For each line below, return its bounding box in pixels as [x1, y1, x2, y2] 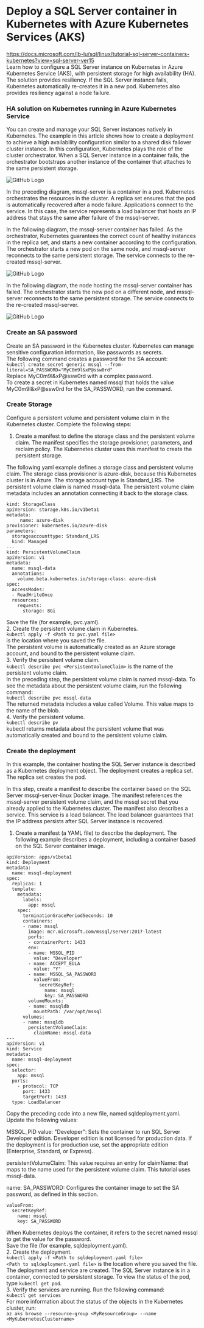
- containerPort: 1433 [28, 940, 86, 946]
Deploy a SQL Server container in [6, 4, 178, 18]
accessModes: [12, 586, 45, 592]
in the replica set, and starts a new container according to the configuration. [6, 239, 197, 246]
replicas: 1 [12, 881, 43, 887]
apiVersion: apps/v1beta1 [6, 854, 72, 860]
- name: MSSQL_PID [28, 950, 75, 957]
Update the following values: [6, 1116, 78, 1124]
